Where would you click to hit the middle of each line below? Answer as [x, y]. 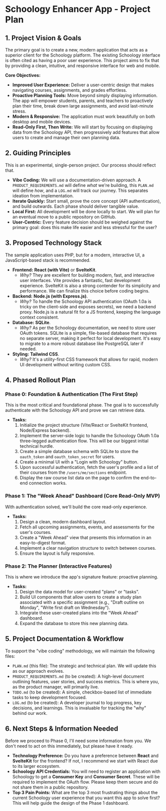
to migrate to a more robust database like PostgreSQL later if [82, 344]
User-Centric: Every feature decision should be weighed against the [82, 222]
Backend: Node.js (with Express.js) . [50, 296]
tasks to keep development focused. [50, 697]
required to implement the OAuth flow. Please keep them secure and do [85, 782]
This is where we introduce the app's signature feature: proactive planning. [82, 577]
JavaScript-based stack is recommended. [48, 260]
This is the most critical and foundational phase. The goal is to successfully [82, 405]
